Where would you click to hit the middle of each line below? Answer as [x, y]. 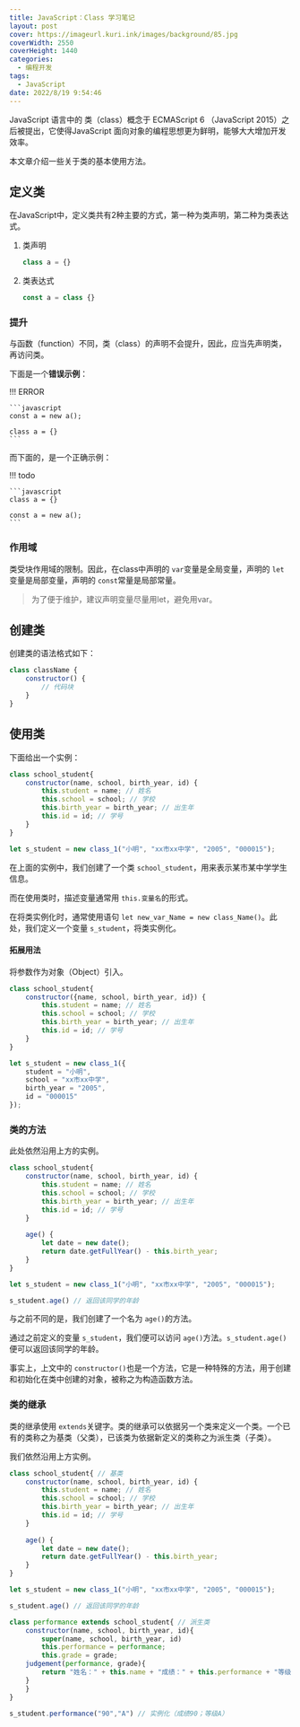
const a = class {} [59, 298]
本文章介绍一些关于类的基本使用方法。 [80, 161]
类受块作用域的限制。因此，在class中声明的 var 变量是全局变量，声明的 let [147, 569]
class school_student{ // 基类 [66, 1473]
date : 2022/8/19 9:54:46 [56, 92]
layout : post [34, 26]
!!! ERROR [27, 392]
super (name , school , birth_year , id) [111, 1639]
